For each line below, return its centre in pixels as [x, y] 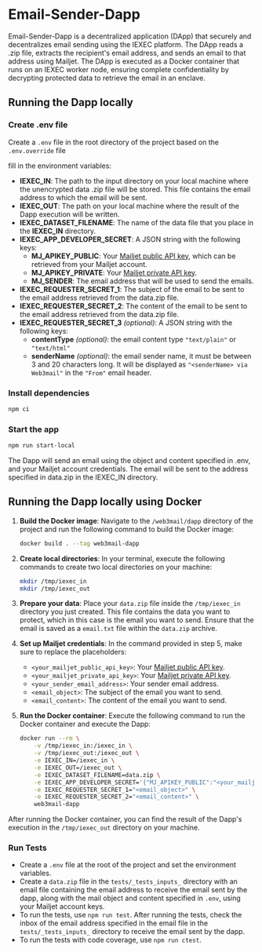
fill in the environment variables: [60, 166]
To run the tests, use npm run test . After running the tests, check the [131, 915]
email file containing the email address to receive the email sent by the [133, 890]
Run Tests [27, 848]
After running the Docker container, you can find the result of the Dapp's [125, 819]
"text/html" [51, 348]
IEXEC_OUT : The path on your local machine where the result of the [129, 206]
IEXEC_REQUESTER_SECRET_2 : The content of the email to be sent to [133, 306]
